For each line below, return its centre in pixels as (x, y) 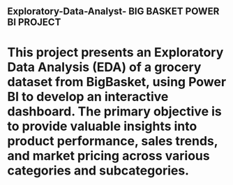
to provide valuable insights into (102, 126)
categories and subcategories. (98, 170)
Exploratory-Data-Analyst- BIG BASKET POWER (113, 11)
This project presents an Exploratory (115, 52)
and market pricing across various (109, 155)
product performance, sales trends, (113, 141)
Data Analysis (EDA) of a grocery (104, 67)
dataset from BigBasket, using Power (117, 82)
